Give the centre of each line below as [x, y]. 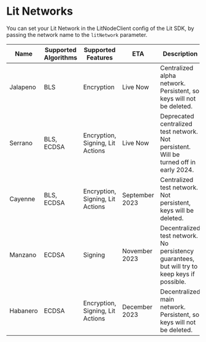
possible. [173, 281]
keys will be [177, 210]
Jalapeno [23, 87]
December [137, 306]
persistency [177, 251]
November [137, 251]
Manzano [23, 254]
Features [100, 58]
